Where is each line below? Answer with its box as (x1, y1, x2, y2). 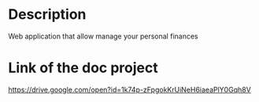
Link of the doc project (8, 59, 159, 77)
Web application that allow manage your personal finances (8, 31, 198, 41)
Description (8, 5, 87, 24)
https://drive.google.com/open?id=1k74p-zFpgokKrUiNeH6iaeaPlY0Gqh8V (8, 85, 252, 94)
